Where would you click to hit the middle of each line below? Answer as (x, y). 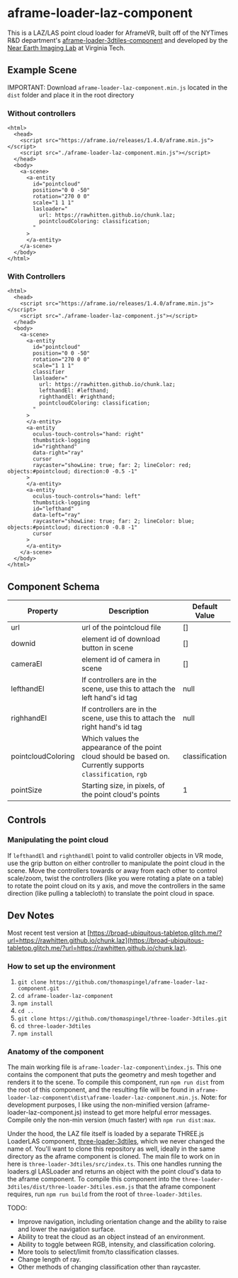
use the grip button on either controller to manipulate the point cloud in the (116, 863)
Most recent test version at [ (49, 933)
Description (129, 611)
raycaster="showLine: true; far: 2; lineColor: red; (112, 466)
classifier (49, 372)
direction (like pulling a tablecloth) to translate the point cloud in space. (111, 893)
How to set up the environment (61, 966)
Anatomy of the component (56, 1051)
